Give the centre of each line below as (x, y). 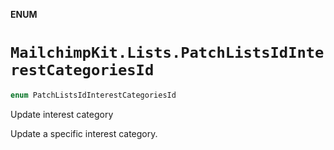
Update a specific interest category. (84, 133)
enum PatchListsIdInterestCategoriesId (93, 95)
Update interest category (62, 114)
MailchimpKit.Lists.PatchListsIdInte (167, 53)
